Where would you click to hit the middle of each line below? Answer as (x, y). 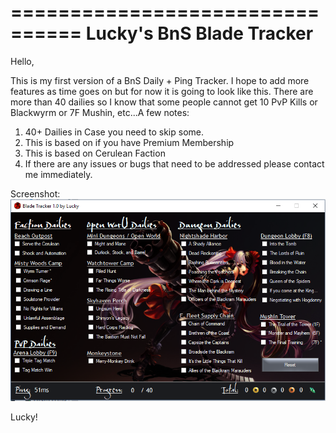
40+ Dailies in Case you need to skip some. (114, 132)
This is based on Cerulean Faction (95, 153)
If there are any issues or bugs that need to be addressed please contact (174, 163)
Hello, (22, 61)
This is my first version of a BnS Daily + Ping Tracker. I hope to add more (160, 80)
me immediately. (58, 174)
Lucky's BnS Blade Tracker (199, 33)
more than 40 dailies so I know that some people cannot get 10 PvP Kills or (164, 102)
